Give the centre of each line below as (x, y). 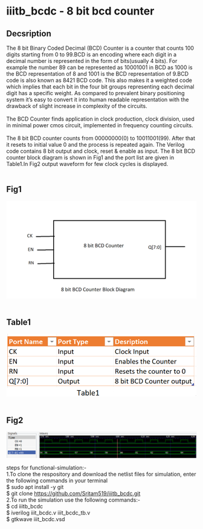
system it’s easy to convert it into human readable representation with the (98, 99)
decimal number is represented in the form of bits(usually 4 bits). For (92, 61)
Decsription (29, 34)
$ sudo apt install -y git (35, 487)
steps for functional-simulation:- (47, 467)
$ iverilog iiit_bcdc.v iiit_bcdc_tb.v (48, 513)
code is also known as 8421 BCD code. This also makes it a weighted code (99, 80)
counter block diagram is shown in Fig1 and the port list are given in (90, 158)
